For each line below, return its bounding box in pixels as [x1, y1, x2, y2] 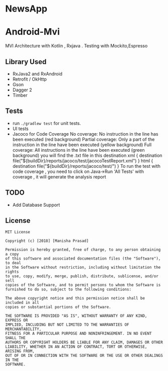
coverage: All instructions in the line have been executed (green [12, 147, 145, 153]
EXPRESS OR [5, 318, 28, 323]
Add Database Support [12, 202, 60, 208]
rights [5, 269, 19, 275]
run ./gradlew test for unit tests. [12, 120, 81, 126]
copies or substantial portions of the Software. [5, 304, 112, 310]
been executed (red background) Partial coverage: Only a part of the [12, 136, 155, 142]
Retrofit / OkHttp [12, 76, 47, 82]
